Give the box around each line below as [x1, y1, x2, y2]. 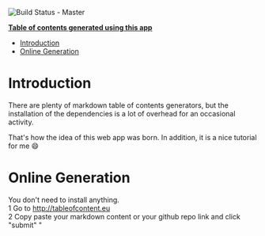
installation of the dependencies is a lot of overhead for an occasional [8, 108, 236, 118]
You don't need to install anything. [8, 195, 120, 204]
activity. [8, 117, 34, 127]
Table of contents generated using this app [8, 23, 153, 32]
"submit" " [8, 220, 42, 230]
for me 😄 [8, 141, 40, 150]
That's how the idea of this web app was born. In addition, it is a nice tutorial [8, 132, 257, 142]
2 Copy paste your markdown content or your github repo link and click [8, 211, 241, 221]
